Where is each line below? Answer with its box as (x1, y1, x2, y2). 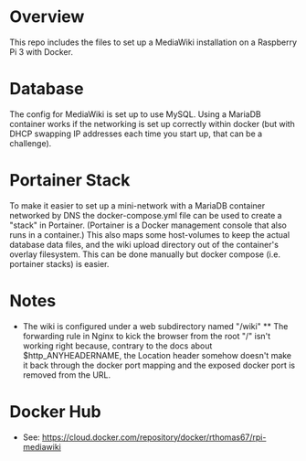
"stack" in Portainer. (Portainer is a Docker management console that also (9, 220, 288, 230)
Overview (9, 6, 85, 27)
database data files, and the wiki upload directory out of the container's (9, 239, 279, 250)
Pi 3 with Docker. (9, 46, 73, 57)
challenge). (9, 137, 52, 148)
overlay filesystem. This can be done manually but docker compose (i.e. (9, 249, 281, 260)
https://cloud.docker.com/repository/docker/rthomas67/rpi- (42, 432, 267, 443)
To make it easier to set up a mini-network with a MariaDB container (9, 199, 266, 211)
